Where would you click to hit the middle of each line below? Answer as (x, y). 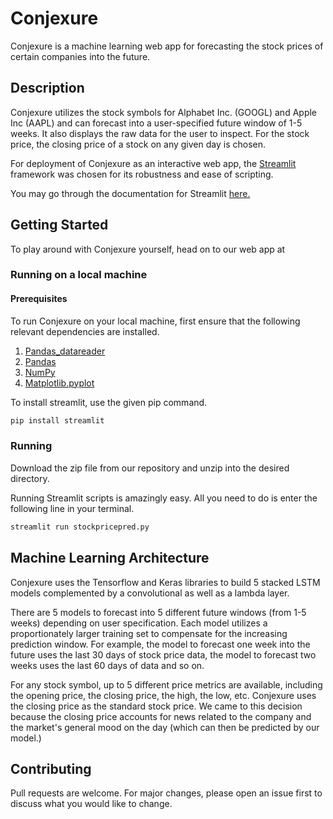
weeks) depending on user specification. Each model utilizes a (139, 623)
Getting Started (59, 225)
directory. (30, 478)
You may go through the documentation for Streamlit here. (130, 193)
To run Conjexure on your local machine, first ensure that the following (155, 321)
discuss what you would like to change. (91, 804)
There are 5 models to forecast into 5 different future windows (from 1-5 (158, 612)
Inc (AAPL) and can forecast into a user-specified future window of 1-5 (156, 123)
